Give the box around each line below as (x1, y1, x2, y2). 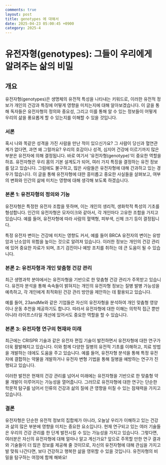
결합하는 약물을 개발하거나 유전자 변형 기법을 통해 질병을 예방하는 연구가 (14, 356, 154, 362)
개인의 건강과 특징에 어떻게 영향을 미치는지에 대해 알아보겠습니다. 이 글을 (14, 102, 155, 108)
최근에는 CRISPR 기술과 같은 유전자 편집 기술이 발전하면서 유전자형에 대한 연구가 (5, 337, 161, 344)
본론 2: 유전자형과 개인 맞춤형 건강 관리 (5, 264, 92, 271)
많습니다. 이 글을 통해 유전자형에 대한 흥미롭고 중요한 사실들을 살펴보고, (14, 171, 152, 177)
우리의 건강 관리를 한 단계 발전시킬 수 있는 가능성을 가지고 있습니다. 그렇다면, (10, 429, 159, 435)
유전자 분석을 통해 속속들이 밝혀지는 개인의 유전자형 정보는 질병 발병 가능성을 (11, 283, 160, 289)
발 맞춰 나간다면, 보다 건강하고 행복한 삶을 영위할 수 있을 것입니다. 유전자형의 (5, 448, 153, 454)
